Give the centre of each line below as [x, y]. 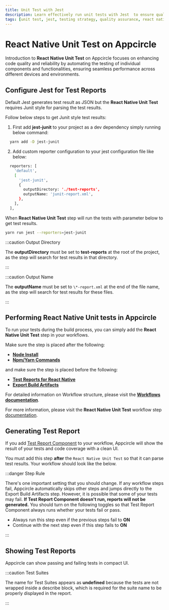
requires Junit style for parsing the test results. [54, 108]
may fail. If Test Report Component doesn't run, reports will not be [75, 500]
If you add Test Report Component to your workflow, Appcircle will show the [84, 443]
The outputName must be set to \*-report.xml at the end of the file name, [82, 287]
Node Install [25, 355]
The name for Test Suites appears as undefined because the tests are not [82, 583]
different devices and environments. [43, 74]
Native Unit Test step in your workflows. [47, 335]
